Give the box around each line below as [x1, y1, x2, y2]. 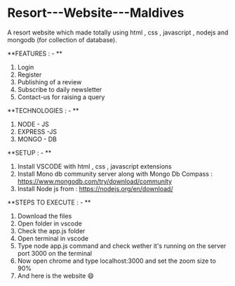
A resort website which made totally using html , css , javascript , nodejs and [7, 28, 229, 37]
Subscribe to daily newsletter [17, 85, 102, 93]
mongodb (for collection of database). [7, 35, 117, 44]
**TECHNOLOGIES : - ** [7, 106, 79, 115]
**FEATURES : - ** [7, 49, 63, 58]
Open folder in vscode [17, 219, 82, 228]
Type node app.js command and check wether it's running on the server [17, 241, 227, 250]
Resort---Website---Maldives [7, 5, 184, 21]
